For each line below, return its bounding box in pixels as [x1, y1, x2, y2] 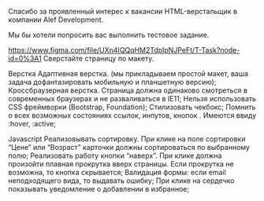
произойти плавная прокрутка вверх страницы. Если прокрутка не [8, 159, 234, 168]
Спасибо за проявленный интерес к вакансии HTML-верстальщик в [8, 7, 238, 16]
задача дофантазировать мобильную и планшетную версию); [8, 78, 217, 86]
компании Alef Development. [8, 15, 104, 24]
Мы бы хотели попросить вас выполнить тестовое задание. [8, 31, 210, 39]
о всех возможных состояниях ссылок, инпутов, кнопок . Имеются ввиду [8, 111, 257, 120]
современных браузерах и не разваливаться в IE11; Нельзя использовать [8, 94, 257, 103]
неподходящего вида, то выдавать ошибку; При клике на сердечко [8, 176, 235, 185]
